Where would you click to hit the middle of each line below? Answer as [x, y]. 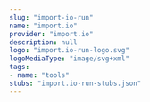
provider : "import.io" [51, 34]
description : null [43, 42]
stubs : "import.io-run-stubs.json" [75, 83]
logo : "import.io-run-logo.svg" [69, 51]
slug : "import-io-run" [51, 17]
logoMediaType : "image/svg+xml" [69, 59]
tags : [19, 67]
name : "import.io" [43, 26]
